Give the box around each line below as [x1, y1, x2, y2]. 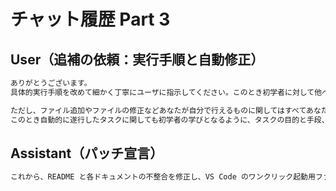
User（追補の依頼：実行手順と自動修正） [10, 51, 265, 68]
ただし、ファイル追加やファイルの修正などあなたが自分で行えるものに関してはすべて [10, 105, 307, 115]
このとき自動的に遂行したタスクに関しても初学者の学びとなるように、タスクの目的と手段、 [10, 115, 330, 125]
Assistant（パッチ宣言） [10, 145, 164, 162]
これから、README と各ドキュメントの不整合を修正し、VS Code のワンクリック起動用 [10, 172, 316, 182]
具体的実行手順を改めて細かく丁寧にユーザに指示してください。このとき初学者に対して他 [10, 87, 323, 97]
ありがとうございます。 [10, 78, 92, 88]
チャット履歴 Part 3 [10, 8, 171, 31]
